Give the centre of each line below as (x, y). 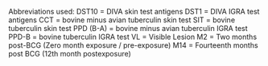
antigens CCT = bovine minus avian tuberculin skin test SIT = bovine (122, 20)
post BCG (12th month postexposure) (70, 54)
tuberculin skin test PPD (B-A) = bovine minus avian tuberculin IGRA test (128, 28)
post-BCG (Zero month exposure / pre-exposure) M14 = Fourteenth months (134, 45)
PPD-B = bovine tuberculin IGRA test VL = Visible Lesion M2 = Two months (133, 37)
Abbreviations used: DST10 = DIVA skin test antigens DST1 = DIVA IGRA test (134, 12)
